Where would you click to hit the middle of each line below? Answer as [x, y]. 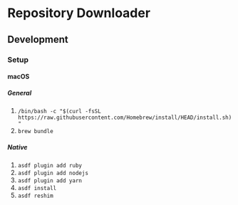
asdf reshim [35, 196]
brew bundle [35, 132]
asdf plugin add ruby [50, 166]
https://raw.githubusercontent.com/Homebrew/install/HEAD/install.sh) [125, 118]
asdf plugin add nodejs [53, 173]
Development [38, 40]
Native [17, 147]
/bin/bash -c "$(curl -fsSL [59, 112]
